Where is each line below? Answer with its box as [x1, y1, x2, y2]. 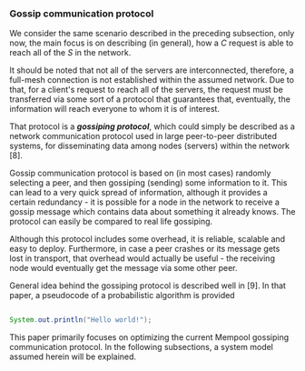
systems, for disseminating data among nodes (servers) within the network [9, 140, 290, 152]
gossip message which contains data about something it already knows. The [9, 206, 296, 217]
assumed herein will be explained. [9, 351, 137, 362]
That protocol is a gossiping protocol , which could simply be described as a [9, 121, 295, 132]
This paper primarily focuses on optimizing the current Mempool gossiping [9, 332, 289, 343]
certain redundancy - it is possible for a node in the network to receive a [9, 196, 280, 207]
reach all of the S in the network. [9, 47, 132, 58]
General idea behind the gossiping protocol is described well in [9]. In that [9, 280, 286, 291]
